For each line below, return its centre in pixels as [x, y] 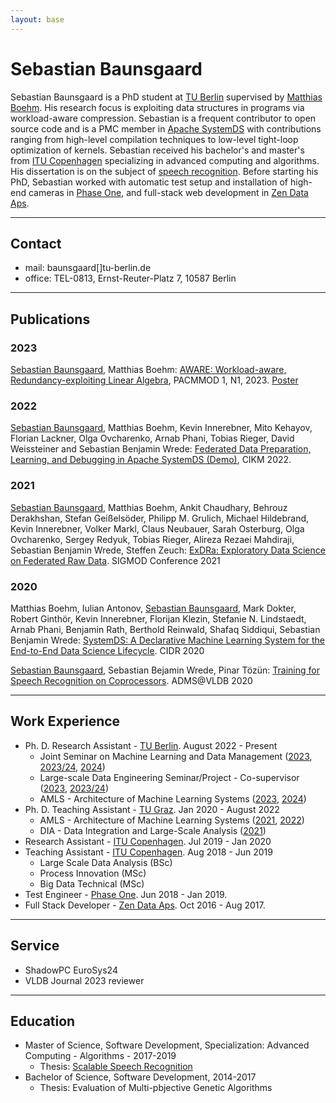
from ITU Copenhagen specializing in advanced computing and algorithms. [165, 160]
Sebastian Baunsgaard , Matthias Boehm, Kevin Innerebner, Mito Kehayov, [161, 428]
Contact [36, 243]
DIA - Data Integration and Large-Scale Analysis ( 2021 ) [153, 830]
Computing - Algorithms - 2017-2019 [100, 1056]
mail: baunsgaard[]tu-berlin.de [88, 268]
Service [35, 946]
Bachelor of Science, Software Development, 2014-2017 [140, 1077]
